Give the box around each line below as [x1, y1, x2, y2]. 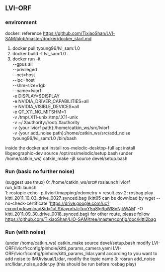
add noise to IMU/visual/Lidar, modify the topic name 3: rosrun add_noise [5, 256, 156, 262]
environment [5, 19, 37, 26]
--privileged [12, 66, 37, 72]
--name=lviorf [12, 87, 42, 94]
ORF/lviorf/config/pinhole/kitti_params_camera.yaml [5, 245, 112, 251]
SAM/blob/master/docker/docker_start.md [5, 35, 92, 41]
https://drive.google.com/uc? [49, 200, 110, 206]
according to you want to [106, 251, 158, 257]
